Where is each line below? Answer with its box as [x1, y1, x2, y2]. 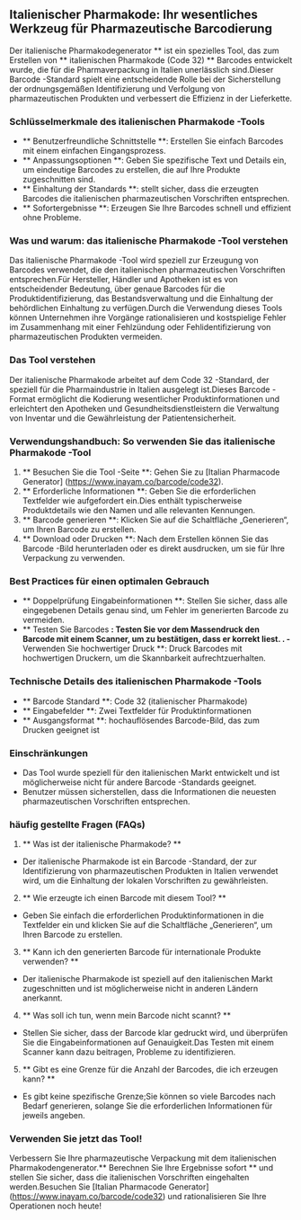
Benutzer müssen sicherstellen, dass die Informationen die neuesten [22, 786, 277, 797]
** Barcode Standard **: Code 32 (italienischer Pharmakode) [22, 696, 248, 707]
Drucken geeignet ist [22, 724, 101, 735]
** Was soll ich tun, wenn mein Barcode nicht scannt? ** [22, 1011, 232, 1021]
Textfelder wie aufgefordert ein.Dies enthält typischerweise [22, 495, 243, 506]
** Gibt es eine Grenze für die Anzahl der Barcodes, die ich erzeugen [22, 1064, 279, 1075]
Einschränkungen [9, 746, 88, 759]
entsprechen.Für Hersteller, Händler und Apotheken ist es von [9, 274, 238, 285]
